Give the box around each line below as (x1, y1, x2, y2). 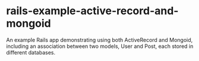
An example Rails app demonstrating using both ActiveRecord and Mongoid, (6, 36, 193, 43)
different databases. (6, 49, 56, 56)
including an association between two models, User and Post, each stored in (6, 43, 194, 50)
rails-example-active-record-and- (6, 4, 179, 18)
